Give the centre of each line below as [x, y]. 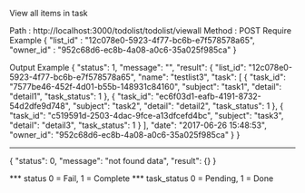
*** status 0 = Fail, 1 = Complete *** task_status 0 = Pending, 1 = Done [142, 179]
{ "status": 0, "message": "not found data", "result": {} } [113, 161]
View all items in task [49, 13]
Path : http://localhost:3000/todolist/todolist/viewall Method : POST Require [151, 30]
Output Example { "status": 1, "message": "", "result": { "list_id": [128, 68]
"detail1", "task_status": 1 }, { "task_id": [82, 96]
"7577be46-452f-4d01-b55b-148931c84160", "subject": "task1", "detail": [146, 87]
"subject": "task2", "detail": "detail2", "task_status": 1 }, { [178, 106]
